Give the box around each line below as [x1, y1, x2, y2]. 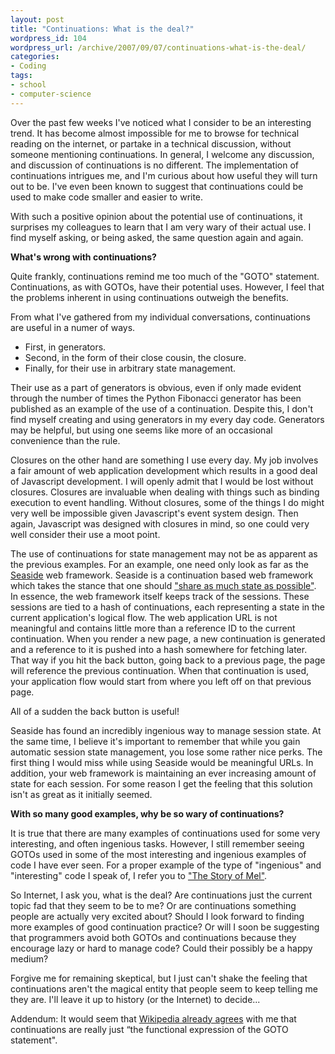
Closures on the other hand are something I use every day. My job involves [10, 454, 319, 466]
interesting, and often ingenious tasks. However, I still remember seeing [10, 837, 305, 850]
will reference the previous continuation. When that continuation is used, [10, 664, 310, 676]
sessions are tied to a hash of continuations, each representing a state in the [10, 601, 326, 613]
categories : [10, 52, 60, 62]
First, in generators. [24, 341, 107, 353]
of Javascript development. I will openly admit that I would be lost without [10, 475, 314, 487]
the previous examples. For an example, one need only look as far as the [10, 558, 309, 570]
